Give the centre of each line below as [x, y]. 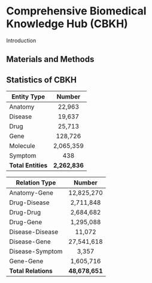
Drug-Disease [29, 202]
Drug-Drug [25, 213]
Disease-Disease [34, 232]
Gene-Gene [26, 261]
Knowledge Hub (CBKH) [67, 24]
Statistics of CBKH [41, 80]
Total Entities [28, 165]
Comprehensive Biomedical [76, 11]
